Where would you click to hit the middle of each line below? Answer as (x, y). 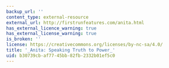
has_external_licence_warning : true (51, 28)
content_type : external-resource (47, 17)
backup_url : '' (25, 12)
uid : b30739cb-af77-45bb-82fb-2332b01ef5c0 (61, 56)
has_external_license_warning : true (51, 34)
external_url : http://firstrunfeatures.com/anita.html (75, 22)
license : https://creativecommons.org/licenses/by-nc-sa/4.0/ (84, 45)
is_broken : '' (24, 39)
